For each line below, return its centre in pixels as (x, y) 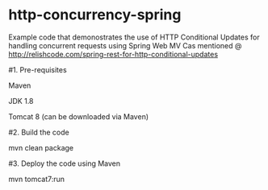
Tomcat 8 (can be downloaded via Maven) (79, 116)
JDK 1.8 (21, 101)
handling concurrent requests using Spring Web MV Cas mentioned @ (125, 45)
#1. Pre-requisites (38, 69)
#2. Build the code (39, 132)
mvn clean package (41, 147)
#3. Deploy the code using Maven (65, 163)
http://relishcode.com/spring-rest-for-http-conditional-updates (113, 54)
